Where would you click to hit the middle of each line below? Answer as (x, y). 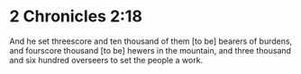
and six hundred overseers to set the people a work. (106, 60)
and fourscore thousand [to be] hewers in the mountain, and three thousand (150, 50)
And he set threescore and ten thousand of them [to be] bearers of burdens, (151, 41)
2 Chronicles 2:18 (76, 16)
